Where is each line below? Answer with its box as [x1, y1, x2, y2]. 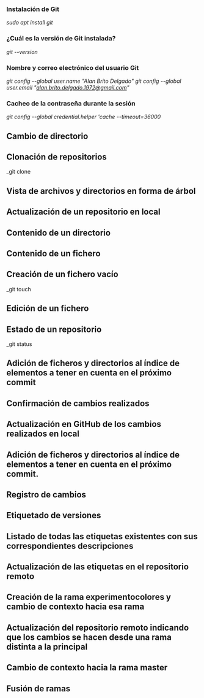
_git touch [6, 285, 32, 293]
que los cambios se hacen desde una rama [6, 632, 172, 642]
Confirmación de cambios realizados [6, 398, 150, 408]
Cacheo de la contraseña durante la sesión [6, 99, 136, 107]
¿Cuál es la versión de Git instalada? [6, 34, 116, 43]
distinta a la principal [6, 642, 88, 652]
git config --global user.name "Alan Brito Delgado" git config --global [6, 77, 181, 85]
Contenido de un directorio [6, 228, 111, 238]
